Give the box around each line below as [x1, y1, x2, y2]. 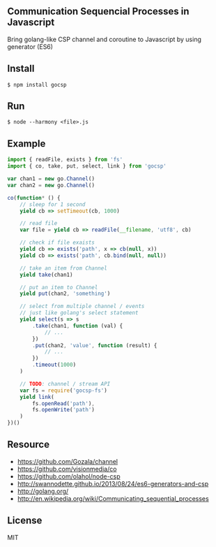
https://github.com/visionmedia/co [17, 465, 117, 473]
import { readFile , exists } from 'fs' [7, 156, 123, 163]
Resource [7, 439, 50, 451]
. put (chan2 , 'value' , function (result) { [32, 342, 157, 349]
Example [7, 138, 46, 149]
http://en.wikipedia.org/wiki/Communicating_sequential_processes [17, 494, 209, 502]
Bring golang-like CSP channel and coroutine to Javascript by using [7, 35, 202, 43]
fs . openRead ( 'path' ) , [32, 400, 95, 407]
